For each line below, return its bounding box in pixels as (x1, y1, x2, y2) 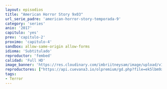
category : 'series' (5, 21, 46, 26)
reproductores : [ (5, 67, 41, 72)
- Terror (5, 76, 23, 81)
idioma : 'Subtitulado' (5, 48, 52, 53)
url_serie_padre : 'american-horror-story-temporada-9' (5, 16, 121, 21)
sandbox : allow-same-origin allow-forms (5, 44, 90, 49)
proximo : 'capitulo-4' (5, 40, 52, 44)
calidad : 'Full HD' (5, 58, 46, 63)
